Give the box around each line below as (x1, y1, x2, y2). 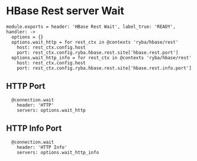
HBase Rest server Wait (6, 4, 124, 18)
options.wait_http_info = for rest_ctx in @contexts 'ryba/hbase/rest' (11, 54, 192, 60)
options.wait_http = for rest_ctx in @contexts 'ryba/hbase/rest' (11, 39, 179, 45)
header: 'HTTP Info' (17, 144, 67, 150)
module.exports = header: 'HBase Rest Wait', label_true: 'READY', (6, 24, 176, 30)
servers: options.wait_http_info (17, 149, 99, 155)
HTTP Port (6, 81, 46, 91)
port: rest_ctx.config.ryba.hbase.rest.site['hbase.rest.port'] (17, 49, 179, 56)
